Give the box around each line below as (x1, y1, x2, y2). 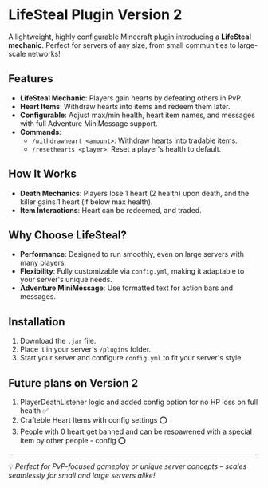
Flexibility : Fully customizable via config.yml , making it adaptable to (19, 266, 245, 276)
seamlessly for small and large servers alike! (8, 470, 156, 480)
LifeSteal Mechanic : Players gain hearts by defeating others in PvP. (19, 93, 243, 103)
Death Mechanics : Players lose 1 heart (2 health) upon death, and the (19, 188, 250, 198)
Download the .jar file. (19, 336, 97, 346)
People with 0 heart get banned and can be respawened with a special (19, 427, 253, 436)
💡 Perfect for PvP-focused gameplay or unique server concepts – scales (8, 462, 247, 471)
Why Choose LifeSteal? (8, 228, 128, 242)
